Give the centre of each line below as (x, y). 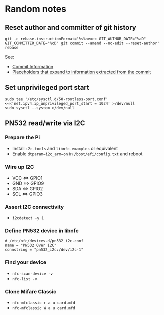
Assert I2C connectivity (35, 207)
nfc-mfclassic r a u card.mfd (44, 303)
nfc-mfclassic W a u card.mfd (44, 308)
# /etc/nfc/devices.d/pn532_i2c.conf (44, 241)
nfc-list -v (25, 279)
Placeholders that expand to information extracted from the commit (82, 72)
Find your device (26, 262)
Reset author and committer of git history (71, 27)
